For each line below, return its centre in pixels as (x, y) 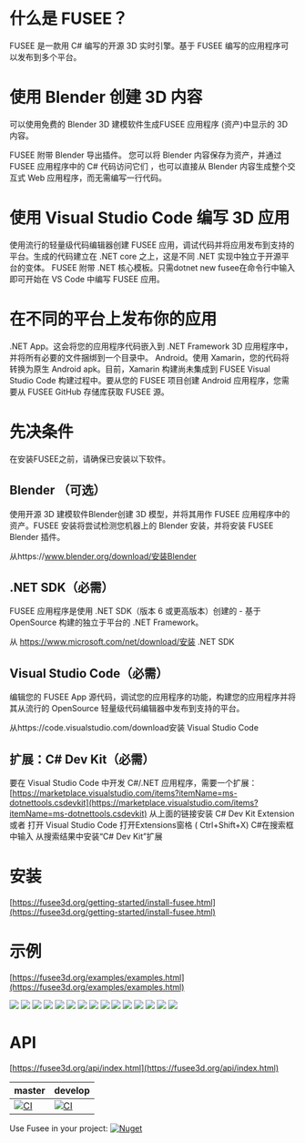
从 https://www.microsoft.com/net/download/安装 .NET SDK (122, 642)
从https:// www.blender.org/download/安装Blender (103, 556)
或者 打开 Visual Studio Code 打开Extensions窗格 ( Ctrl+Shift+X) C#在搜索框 (152, 824)
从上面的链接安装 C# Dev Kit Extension (222, 813)
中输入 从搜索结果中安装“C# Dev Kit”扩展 (86, 836)
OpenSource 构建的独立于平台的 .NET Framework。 (107, 623)
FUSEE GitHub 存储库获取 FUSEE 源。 (98, 392)
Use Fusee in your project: (59, 1128)
